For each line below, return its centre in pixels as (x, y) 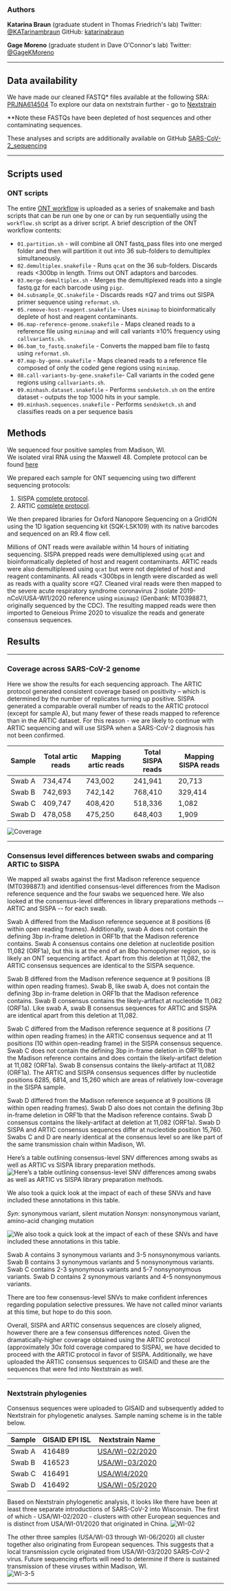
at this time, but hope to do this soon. (60, 1312)
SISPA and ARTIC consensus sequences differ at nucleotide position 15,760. (115, 1130)
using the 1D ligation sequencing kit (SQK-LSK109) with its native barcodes (113, 526)
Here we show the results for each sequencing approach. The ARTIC (104, 684)
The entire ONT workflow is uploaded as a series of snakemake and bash (111, 208)
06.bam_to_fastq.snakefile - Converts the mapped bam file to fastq (113, 346)
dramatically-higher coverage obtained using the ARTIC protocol (99, 1340)
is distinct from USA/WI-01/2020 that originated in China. (88, 1524)
